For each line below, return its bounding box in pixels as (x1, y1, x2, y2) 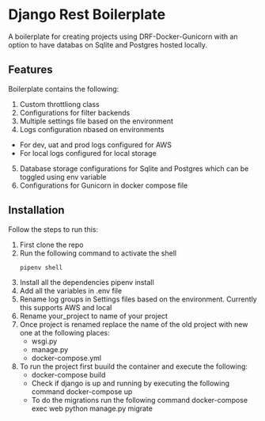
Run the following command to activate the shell (19, 248, 176, 258)
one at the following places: (19, 328, 111, 338)
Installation (8, 203, 65, 217)
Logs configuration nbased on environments (19, 124, 165, 134)
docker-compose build (31, 370, 106, 380)
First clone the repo (19, 240, 84, 249)
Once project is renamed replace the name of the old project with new (19, 320, 248, 329)
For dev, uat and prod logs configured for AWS (19, 140, 172, 150)
